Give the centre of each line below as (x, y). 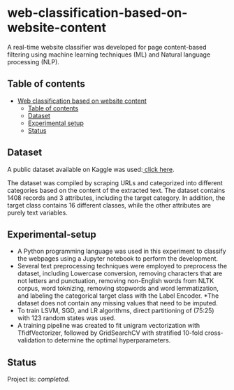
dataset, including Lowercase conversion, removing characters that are (120, 273)
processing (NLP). (33, 62)
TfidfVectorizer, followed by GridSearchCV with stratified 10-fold (110, 333)
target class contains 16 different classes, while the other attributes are (109, 205)
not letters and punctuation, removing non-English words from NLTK (116, 281)
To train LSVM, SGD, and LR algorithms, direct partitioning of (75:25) (116, 311)
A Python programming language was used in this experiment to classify (122, 251)
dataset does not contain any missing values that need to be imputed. (117, 303)
